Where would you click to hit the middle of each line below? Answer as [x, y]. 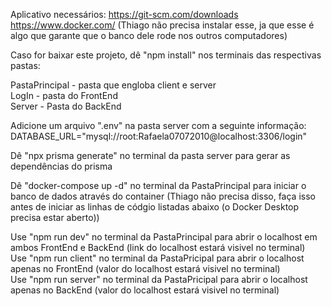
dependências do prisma [61, 166]
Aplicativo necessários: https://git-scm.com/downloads [124, 14]
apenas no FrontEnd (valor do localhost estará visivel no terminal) [145, 268]
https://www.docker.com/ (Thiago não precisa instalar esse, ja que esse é [162, 25]
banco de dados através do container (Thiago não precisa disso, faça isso [163, 196]
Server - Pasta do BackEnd [66, 106]
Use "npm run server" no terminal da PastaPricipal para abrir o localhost [159, 279]
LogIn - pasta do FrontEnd [64, 95]
